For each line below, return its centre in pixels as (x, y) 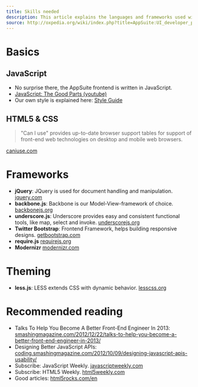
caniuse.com (22, 151)
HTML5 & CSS (32, 119)
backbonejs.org (34, 210)
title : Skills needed (33, 12)
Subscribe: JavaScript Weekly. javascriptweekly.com (79, 366)
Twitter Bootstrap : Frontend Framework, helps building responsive (96, 229)
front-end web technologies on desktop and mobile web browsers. (101, 139)
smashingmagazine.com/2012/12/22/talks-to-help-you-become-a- (96, 334)
